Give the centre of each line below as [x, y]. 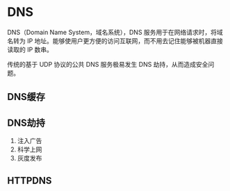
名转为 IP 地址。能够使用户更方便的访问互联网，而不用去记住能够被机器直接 [115, 41]
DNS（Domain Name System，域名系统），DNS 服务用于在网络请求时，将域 [115, 32]
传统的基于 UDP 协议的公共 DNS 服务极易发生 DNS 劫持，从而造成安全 [108, 64]
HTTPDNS [30, 180]
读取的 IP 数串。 [30, 49]
